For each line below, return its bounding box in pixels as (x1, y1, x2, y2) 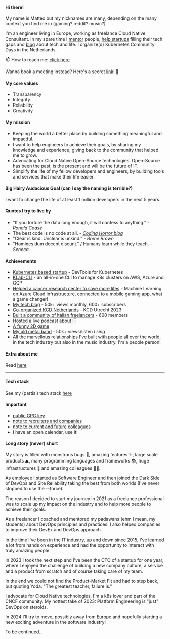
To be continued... (5, 629, 43, 635)
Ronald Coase (12, 225, 42, 231)
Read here (5, 362, 27, 368)
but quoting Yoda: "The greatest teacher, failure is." (5, 583, 112, 589)
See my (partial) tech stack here (5, 389, 72, 396)
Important (5, 401, 27, 408)
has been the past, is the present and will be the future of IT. (12, 163, 139, 169)
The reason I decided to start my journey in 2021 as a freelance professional (5, 495, 164, 502)
